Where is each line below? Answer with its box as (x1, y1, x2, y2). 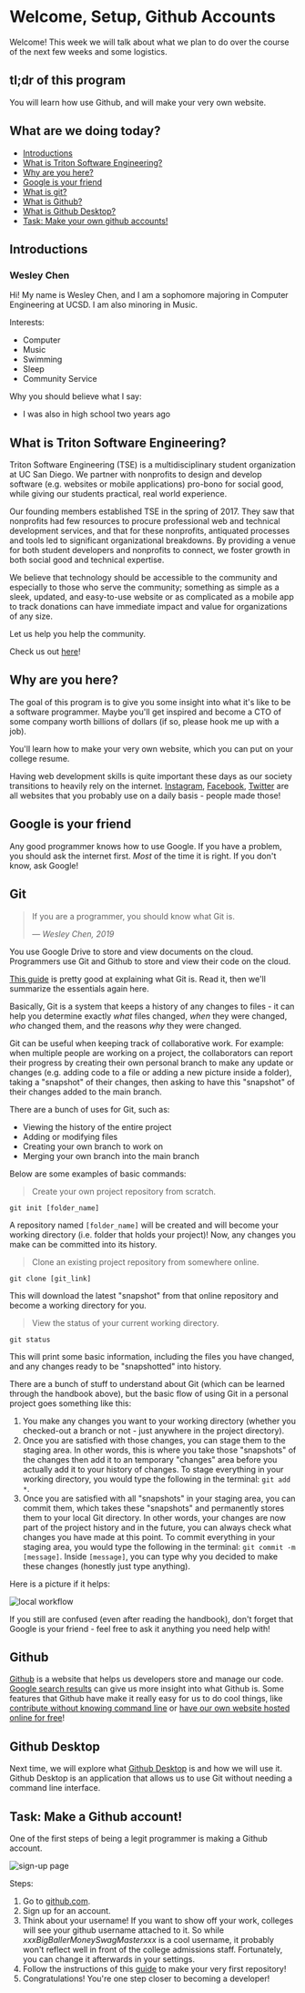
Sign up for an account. (22, 1905, 111, 1916)
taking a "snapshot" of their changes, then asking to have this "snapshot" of (9, 1076, 296, 1087)
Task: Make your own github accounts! (22, 215, 168, 226)
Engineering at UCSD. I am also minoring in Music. (9, 299, 198, 311)
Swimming (22, 354, 63, 365)
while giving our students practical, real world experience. (9, 488, 228, 499)
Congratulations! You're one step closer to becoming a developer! (22, 1973, 270, 1984)
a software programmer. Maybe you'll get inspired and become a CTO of (9, 706, 282, 717)
